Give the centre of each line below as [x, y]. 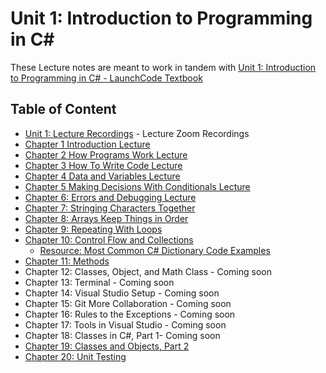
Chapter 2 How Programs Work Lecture [106, 154]
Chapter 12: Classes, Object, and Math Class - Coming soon [148, 271]
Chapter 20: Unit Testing [75, 356]
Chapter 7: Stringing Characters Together [110, 208]
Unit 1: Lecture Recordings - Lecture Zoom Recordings [137, 133]
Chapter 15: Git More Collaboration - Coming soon [128, 303]
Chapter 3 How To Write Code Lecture [103, 165]
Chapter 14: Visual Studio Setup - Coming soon [122, 293]
